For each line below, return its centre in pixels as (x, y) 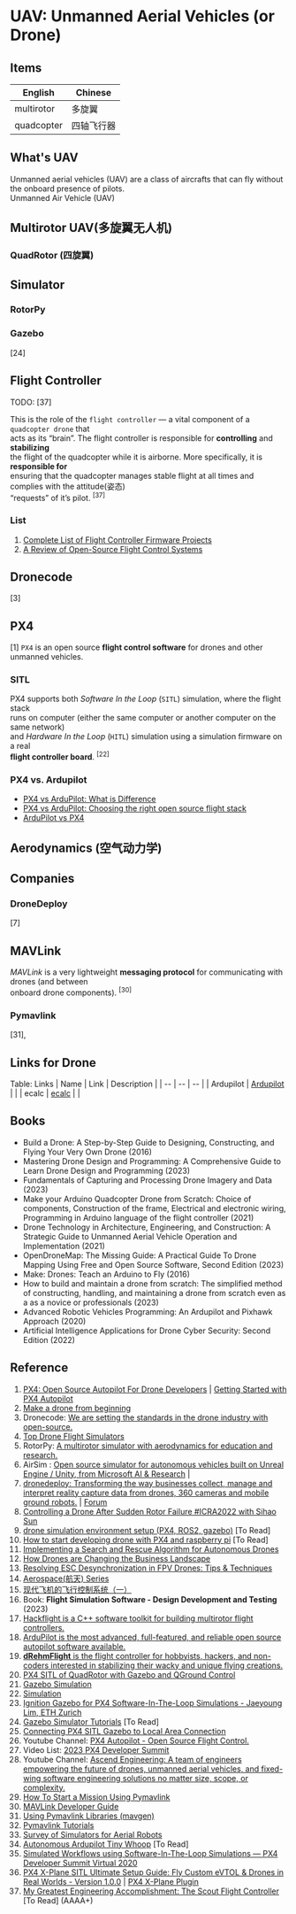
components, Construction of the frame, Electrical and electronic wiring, (154, 1208)
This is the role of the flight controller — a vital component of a (130, 419)
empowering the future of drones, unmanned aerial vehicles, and (141, 1769)
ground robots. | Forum (65, 1501)
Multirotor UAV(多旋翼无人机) (91, 228)
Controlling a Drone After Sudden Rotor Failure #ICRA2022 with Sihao (150, 1511)
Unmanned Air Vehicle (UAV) (63, 197)
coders (36, 1665)
